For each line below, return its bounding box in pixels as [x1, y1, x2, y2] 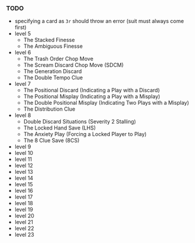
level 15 [14, 181, 34, 188]
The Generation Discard [23, 68, 82, 75]
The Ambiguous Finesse [23, 43, 83, 50]
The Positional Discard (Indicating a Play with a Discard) [23, 87, 160, 94]
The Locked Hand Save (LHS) [23, 124, 96, 131]
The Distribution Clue [23, 105, 76, 113]
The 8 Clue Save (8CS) [23, 137, 80, 144]
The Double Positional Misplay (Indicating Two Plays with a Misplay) [23, 99, 189, 106]
